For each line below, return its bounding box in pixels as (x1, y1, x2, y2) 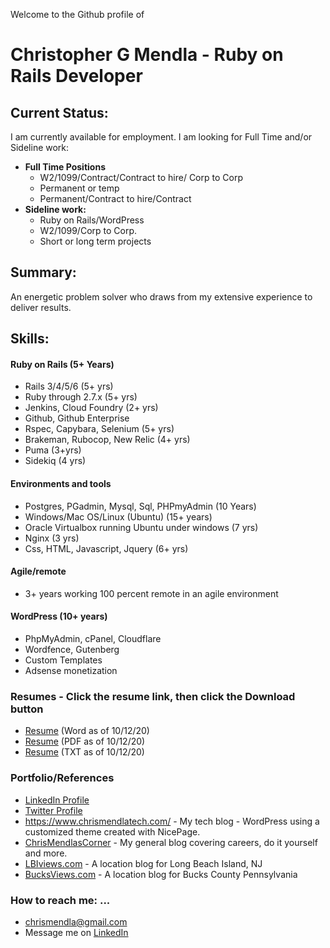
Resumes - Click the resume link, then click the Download (10, 689, 296, 703)
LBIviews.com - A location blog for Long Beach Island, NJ (24, 857, 263, 869)
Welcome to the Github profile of (10, 9, 145, 20)
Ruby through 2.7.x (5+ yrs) (24, 391, 138, 403)
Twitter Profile (24, 804, 83, 816)
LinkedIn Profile (24, 794, 90, 806)
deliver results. (10, 301, 72, 313)
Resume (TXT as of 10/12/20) (24, 746, 145, 758)
